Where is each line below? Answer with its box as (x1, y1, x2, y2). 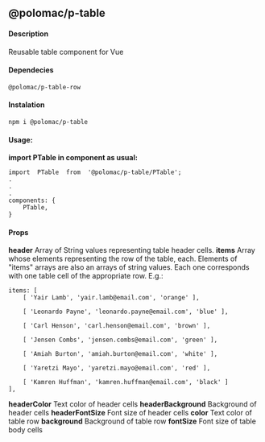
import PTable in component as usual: (8, 153, 139, 163)
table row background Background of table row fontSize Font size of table (8, 416, 256, 426)
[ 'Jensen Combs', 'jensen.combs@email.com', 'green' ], (23, 336, 218, 345)
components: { (8, 196, 56, 204)
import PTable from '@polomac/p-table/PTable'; (8, 168, 182, 176)
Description (8, 28, 49, 39)
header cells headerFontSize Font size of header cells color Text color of (8, 408, 252, 418)
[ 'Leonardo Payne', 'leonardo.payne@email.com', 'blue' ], (23, 308, 229, 316)
